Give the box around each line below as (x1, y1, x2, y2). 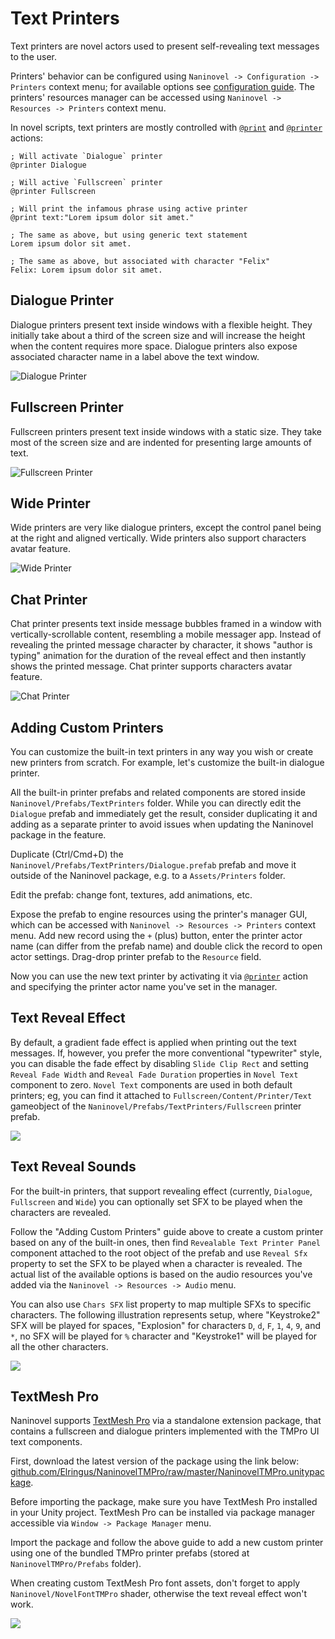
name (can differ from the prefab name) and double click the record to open (10, 940, 323, 952)
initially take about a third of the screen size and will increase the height (10, 329, 306, 341)
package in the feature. (10, 829, 107, 841)
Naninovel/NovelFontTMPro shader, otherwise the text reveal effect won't (10, 1588, 308, 1600)
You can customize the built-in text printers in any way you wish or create (10, 746, 314, 757)
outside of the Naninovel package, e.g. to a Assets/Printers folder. (10, 870, 286, 881)
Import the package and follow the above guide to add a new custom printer (10, 1537, 324, 1549)
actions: (10, 132, 43, 144)
